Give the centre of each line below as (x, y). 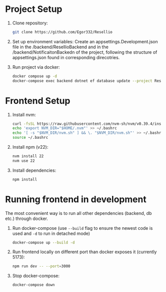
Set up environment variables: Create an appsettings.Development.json (85, 41)
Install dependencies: (34, 170)
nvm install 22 (28, 156)
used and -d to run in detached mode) (51, 233)
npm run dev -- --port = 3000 (41, 266)
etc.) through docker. (27, 218)
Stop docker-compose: (36, 276)
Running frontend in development (76, 199)
